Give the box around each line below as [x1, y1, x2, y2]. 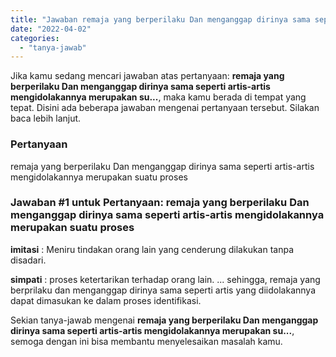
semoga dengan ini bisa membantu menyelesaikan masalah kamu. [10, 335, 283, 347]
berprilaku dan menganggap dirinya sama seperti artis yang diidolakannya [10, 284, 316, 296]
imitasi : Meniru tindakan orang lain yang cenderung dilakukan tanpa [10, 243, 295, 255]
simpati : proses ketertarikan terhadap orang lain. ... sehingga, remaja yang [10, 273, 321, 285]
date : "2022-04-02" [10, 24, 92, 34]
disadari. [10, 254, 47, 266]
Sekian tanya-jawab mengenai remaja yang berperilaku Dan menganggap [10, 314, 319, 326]
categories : [10, 33, 60, 43]
